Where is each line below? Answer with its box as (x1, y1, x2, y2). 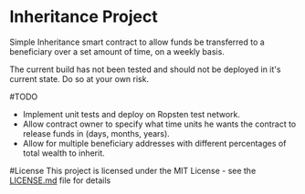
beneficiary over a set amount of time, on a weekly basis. (9, 46, 226, 56)
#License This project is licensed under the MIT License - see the (9, 165, 257, 176)
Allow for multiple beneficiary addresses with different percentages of (22, 138, 287, 148)
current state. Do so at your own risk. (9, 73, 149, 84)
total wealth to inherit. (22, 148, 105, 158)
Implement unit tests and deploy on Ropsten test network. (22, 108, 240, 119)
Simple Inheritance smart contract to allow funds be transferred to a (9, 36, 265, 47)
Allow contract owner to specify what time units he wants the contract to (22, 118, 297, 129)
